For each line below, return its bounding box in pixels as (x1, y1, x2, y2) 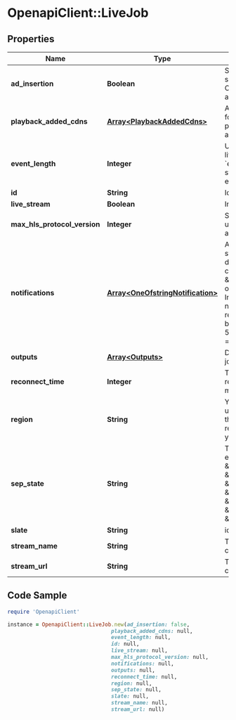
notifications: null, (111, 660, 174, 667)
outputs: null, (111, 667, 156, 674)
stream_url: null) (111, 706, 165, 713)
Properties (7, 33, 55, 45)
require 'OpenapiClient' (7, 608, 80, 615)
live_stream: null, (111, 647, 169, 655)
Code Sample (7, 589, 67, 602)
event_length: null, (111, 634, 171, 641)
